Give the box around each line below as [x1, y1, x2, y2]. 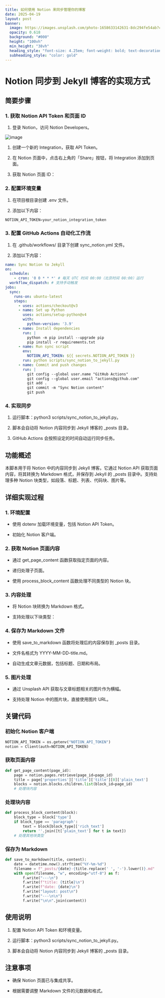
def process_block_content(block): [5, 810, 78, 815]
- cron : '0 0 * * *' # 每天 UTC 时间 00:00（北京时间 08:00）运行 [14, 276, 144, 281]
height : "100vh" [9, 39, 43, 44]
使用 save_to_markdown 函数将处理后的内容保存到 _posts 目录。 [12, 639, 142, 646]
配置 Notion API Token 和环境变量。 [12, 927, 84, 933]
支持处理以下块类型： [12, 614, 55, 620]
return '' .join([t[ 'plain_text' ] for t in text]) [23, 828, 126, 834]
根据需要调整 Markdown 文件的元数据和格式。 [12, 988, 106, 994]
